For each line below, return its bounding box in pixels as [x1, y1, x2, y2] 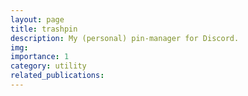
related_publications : [10, 71, 105, 81]
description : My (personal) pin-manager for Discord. [10, 33, 240, 43]
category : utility [10, 61, 87, 71]
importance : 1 [10, 52, 70, 62]
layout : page [10, 14, 65, 25]
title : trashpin [10, 24, 78, 34]
